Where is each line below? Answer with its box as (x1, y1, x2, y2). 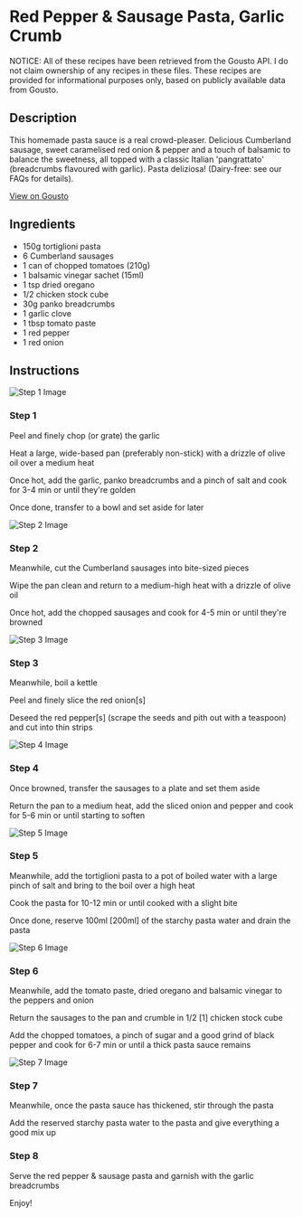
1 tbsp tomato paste (22, 317, 97, 328)
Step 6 (9, 965, 39, 977)
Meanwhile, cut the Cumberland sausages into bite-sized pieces (9, 562, 250, 573)
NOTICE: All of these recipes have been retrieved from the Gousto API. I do (9, 55, 289, 66)
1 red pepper (22, 327, 71, 338)
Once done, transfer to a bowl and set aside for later (9, 502, 204, 513)
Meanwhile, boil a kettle (9, 677, 98, 688)
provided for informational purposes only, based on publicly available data (9, 74, 287, 85)
